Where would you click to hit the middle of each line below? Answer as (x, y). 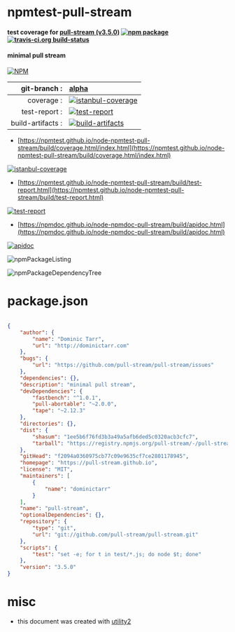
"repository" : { (44, 522)
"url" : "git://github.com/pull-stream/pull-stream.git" (115, 534)
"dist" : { (34, 430)
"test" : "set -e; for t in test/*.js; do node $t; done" (117, 554)
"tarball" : (48, 443)
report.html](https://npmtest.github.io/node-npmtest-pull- (101, 189)
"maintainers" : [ (45, 476)
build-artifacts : (37, 123)
